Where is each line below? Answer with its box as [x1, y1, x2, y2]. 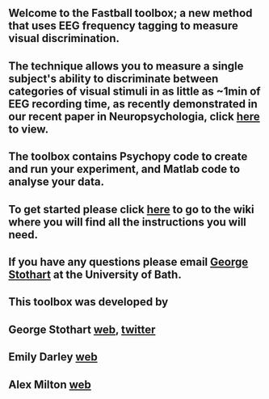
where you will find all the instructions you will [8, 215, 246, 229]
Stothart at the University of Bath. [8, 267, 182, 281]
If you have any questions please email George [8, 254, 249, 269]
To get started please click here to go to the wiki [8, 202, 254, 216]
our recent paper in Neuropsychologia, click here [8, 109, 260, 124]
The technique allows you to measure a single [8, 59, 244, 73]
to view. [8, 122, 49, 136]
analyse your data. [8, 175, 105, 189]
